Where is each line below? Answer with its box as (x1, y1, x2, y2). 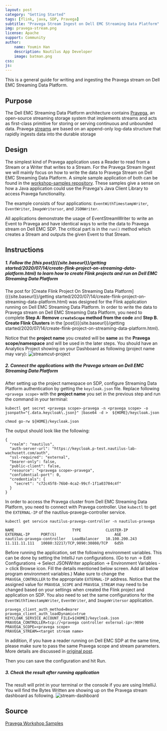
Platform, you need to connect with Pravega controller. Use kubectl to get (5, 504, 157, 510)
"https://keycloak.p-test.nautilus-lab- (52, 446, 137, 451)
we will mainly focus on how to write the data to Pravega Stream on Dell (5, 169, 153, 175)
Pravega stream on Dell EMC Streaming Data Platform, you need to (5, 309, 143, 315)
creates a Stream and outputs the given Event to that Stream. (5, 231, 131, 237)
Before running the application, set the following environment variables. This (5, 550, 162, 556)
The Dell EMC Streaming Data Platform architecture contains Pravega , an (5, 109, 156, 115)
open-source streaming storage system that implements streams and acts (5, 115, 157, 121)
